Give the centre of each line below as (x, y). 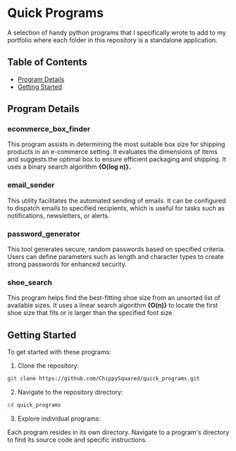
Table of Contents (48, 62)
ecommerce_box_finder (49, 129)
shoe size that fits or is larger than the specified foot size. (91, 313)
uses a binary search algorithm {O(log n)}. (69, 167)
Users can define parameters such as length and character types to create (116, 257)
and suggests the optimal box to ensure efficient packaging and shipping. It (117, 160)
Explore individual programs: (59, 419)
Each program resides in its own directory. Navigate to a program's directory (118, 432)
